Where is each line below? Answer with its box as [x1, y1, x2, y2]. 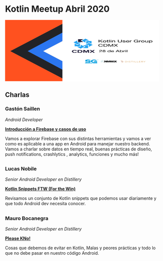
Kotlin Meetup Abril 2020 [5, 3, 110, 15]
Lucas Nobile [5, 166, 37, 172]
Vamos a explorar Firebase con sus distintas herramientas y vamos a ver [5, 136, 151, 142]
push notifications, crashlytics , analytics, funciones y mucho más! [5, 151, 139, 157]
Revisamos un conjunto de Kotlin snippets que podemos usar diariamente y [5, 195, 157, 201]
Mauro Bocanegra [5, 214, 49, 221]
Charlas [5, 91, 30, 99]
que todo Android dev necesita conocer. [5, 201, 86, 207]
